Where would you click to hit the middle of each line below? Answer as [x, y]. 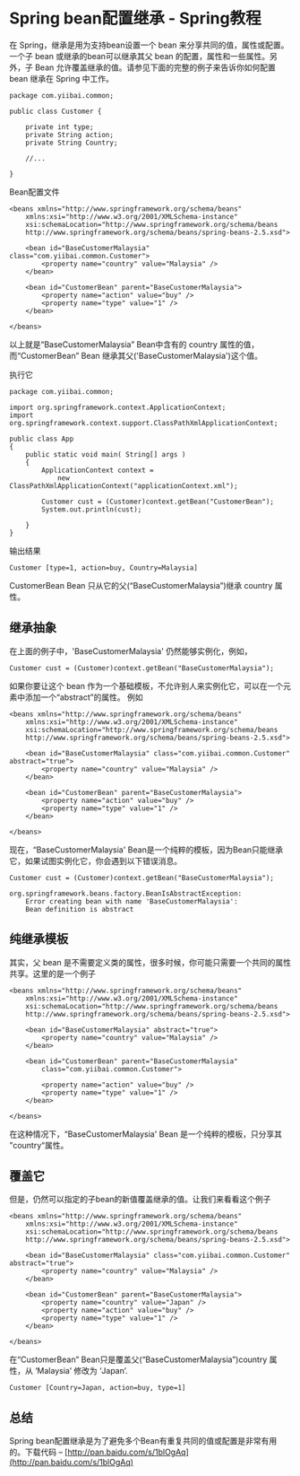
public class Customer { [56, 111]
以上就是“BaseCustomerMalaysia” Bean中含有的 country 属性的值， [134, 344]
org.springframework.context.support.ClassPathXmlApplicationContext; [144, 423]
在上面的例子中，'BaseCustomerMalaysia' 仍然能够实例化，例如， [131, 651]
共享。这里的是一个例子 [52, 974]
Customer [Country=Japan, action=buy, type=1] [98, 1388]
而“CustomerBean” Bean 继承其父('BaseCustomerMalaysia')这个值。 [136, 355]
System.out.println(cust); [92, 509]
